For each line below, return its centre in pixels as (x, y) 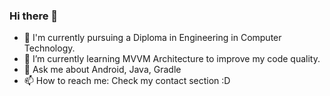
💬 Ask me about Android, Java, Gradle (102, 70)
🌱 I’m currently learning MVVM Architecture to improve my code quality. (172, 59)
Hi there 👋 (34, 16)
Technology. (49, 48)
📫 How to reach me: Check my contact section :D (127, 81)
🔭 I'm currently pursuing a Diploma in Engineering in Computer (152, 38)
